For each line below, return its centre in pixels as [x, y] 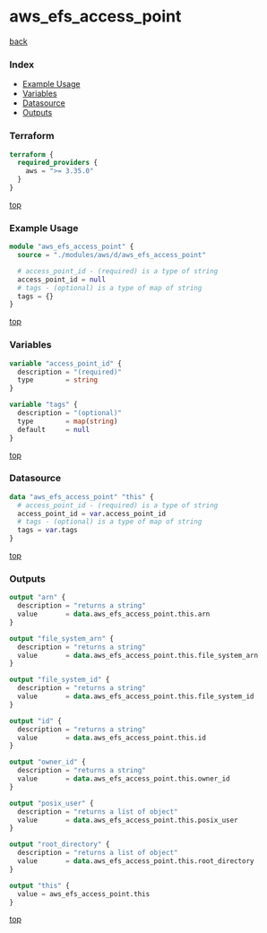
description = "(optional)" [70, 413]
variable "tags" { [43, 405]
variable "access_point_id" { [66, 363]
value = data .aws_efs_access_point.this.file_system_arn [138, 655]
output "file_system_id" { [60, 680]
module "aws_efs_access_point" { [72, 247]
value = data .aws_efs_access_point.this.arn [114, 614]
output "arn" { [38, 598]
